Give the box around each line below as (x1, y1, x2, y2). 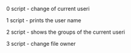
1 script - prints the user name (6, 17, 82, 23)
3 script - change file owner (6, 40, 76, 47)
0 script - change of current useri (6, 5, 90, 12)
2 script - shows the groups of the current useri (6, 28, 126, 36)
